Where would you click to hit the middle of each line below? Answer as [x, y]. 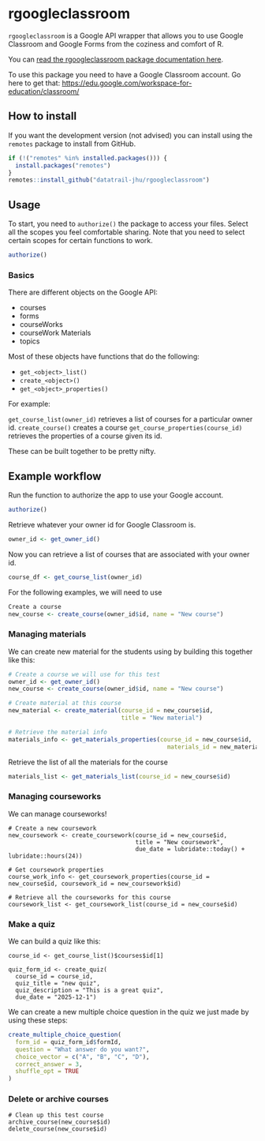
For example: [30, 404]
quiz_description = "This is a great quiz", [90, 991]
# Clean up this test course [56, 1115]
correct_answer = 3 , [49, 1064]
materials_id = [192, 747]
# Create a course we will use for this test [84, 674]
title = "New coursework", [179, 842]
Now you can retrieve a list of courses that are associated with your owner [129, 554]
